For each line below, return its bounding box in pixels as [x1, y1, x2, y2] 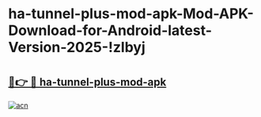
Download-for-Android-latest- [8, 21, 212, 40]
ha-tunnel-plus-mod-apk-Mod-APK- [8, 5, 255, 23]
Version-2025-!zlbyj [8, 39, 146, 56]
